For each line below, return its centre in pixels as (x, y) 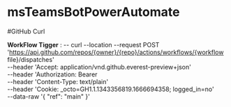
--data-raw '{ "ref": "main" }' (49, 96)
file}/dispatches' (31, 59)
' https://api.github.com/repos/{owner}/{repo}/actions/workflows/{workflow (115, 52)
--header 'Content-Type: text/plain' (58, 81)
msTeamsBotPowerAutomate (94, 12)
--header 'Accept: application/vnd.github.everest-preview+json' (99, 67)
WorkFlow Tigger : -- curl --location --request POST (83, 44)
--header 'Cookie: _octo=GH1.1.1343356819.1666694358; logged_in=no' (111, 89)
